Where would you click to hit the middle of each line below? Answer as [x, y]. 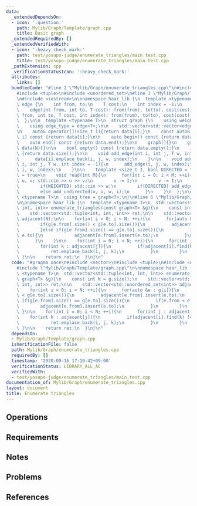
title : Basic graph [40, 33]
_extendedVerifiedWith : [40, 45]
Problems [24, 477]
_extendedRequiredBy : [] [42, 39]
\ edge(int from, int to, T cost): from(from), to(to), [90, 110]
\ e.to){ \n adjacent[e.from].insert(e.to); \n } [102, 235]
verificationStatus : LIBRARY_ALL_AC [56, 366]
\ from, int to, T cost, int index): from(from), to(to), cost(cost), [105, 115]
